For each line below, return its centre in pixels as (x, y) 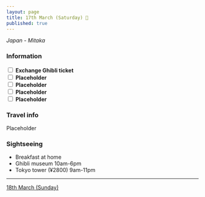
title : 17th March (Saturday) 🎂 (47, 18)
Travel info (23, 115)
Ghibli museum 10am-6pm (48, 164)
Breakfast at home (38, 157)
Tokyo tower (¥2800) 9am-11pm (55, 170)
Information (24, 57)
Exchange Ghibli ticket (44, 70)
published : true (27, 23)
